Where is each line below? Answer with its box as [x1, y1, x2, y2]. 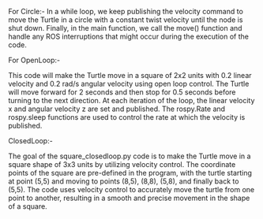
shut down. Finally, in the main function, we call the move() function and [8, 24, 242, 32]
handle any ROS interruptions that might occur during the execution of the [8, 32, 249, 41]
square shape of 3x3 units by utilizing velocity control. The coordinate [8, 160, 236, 169]
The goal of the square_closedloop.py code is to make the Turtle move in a [8, 151, 251, 161]
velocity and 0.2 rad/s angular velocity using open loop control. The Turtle [8, 79, 250, 88]
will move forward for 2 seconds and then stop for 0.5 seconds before [8, 87, 236, 97]
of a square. [8, 202, 47, 211]
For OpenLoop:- [8, 55, 61, 65]
